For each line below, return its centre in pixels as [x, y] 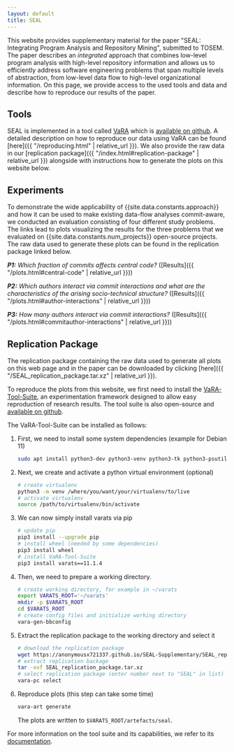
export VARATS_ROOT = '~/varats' [63, 596]
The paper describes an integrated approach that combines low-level [107, 55]
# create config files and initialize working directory [102, 616]
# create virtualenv [47, 485]
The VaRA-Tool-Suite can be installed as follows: [77, 425]
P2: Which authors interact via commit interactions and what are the [106, 286]
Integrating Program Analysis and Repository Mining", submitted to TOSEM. [116, 48]
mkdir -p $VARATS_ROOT [50, 602]
